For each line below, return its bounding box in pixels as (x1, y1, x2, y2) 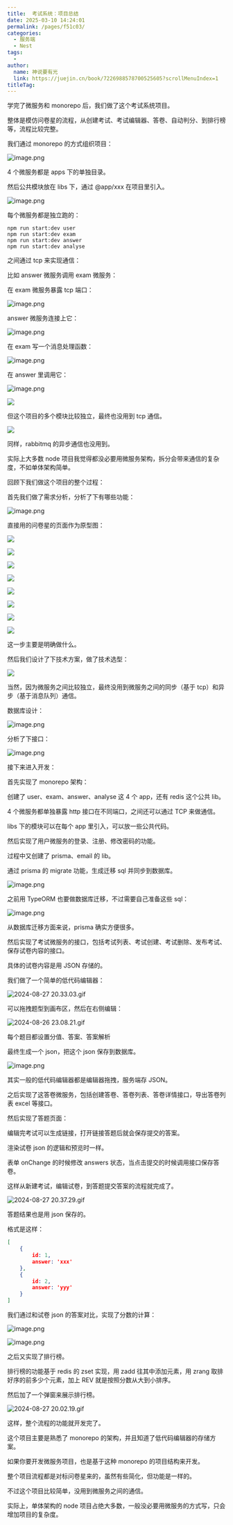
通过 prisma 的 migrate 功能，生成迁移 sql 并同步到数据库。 (7, 867, 177, 875)
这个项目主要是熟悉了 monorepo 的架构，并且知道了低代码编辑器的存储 (7, 1434, 210, 1441)
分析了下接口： (7, 735, 50, 743)
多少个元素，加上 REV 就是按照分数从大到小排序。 (31, 1376, 175, 1384)
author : (7, 62, 30, 69)
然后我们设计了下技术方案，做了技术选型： (7, 655, 129, 663)
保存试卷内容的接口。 (7, 947, 68, 955)
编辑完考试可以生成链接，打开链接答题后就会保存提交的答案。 (7, 1129, 184, 1137)
